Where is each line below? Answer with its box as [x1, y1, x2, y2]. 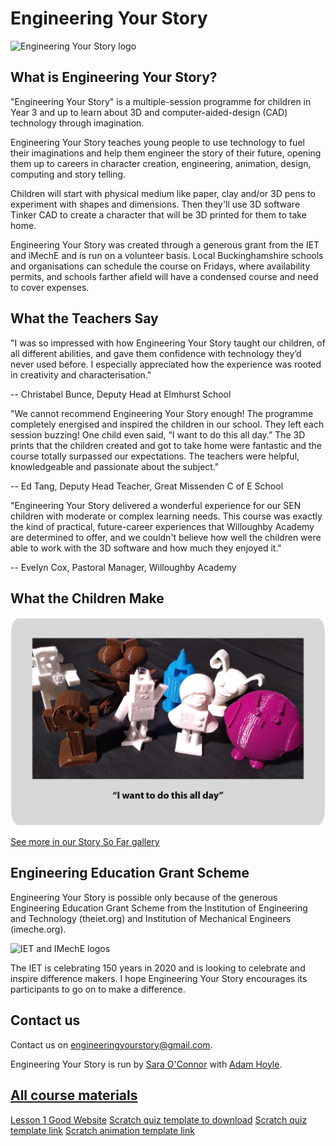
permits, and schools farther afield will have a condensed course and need [10, 270, 319, 282]
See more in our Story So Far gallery [10, 836, 160, 848]
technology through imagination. [10, 117, 145, 129]
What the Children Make [10, 590, 165, 607]
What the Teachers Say [10, 310, 159, 327]
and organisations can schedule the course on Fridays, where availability [10, 260, 311, 272]
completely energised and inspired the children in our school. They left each [10, 418, 325, 430]
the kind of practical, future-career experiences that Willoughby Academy [10, 520, 315, 532]
